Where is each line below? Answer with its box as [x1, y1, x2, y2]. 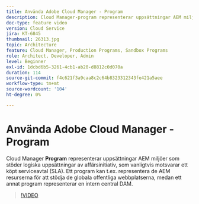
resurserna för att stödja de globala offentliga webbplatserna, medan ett [6, 174, 182, 181]
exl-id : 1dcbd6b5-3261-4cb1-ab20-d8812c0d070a [6, 64, 123, 70]
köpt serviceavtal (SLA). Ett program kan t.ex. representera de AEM [6, 167, 171, 174]
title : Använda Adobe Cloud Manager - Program [6, 8, 123, 15]
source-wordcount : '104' [6, 86, 68, 92]
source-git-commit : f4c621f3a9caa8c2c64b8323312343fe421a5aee [6, 75, 163, 81]
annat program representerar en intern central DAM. [6, 180, 133, 187]
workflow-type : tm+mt [6, 81, 60, 87]
